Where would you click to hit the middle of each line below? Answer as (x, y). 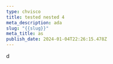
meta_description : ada (34, 23)
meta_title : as (25, 34)
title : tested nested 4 (35, 17)
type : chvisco (24, 12)
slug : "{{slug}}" (28, 28)
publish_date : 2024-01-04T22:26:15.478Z (57, 39)
